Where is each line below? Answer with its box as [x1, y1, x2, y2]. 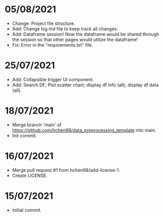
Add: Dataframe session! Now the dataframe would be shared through [12, 31, 159, 37]
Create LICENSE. [12, 172, 48, 178]
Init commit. [12, 132, 37, 138]
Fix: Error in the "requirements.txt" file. [12, 42, 93, 48]
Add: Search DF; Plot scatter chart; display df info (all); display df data [12, 82, 159, 88]
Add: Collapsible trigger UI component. [12, 76, 94, 82]
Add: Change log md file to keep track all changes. [12, 25, 118, 31]
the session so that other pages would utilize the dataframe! [12, 37, 138, 43]
